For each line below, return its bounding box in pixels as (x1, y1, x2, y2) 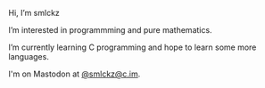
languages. (8, 52, 50, 61)
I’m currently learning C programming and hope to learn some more (8, 42, 257, 52)
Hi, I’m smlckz (8, 8, 60, 18)
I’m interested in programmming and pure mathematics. (8, 25, 212, 35)
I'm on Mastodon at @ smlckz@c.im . (8, 68, 141, 79)
